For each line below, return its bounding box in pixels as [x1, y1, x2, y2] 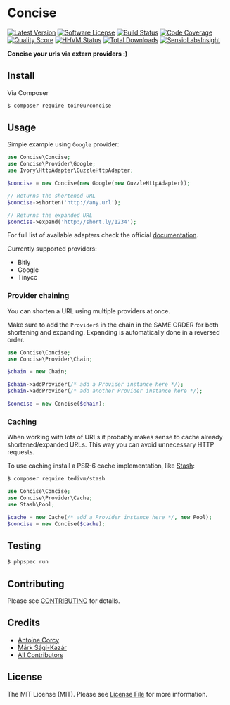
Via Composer [7, 88, 49, 96]
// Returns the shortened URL [7, 192, 96, 199]
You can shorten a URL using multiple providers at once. [7, 306, 171, 315]
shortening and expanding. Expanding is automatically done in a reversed [7, 327, 220, 336]
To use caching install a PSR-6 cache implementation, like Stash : [7, 461, 196, 470]
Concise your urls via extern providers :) [7, 49, 128, 58]
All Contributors [17, 650, 63, 659]
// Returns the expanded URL [7, 211, 93, 219]
